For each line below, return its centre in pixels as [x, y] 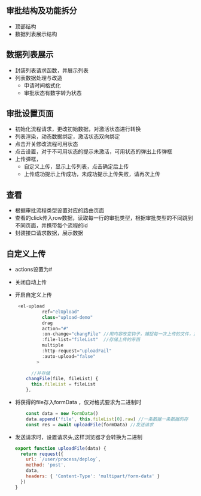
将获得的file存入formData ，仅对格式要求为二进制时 [78, 402]
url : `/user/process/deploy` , [63, 459]
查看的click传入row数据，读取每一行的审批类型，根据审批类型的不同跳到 [104, 218]
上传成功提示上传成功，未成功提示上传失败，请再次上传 [92, 174]
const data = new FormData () [62, 414]
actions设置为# [33, 270]
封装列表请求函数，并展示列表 [51, 70]
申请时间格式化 [42, 85]
